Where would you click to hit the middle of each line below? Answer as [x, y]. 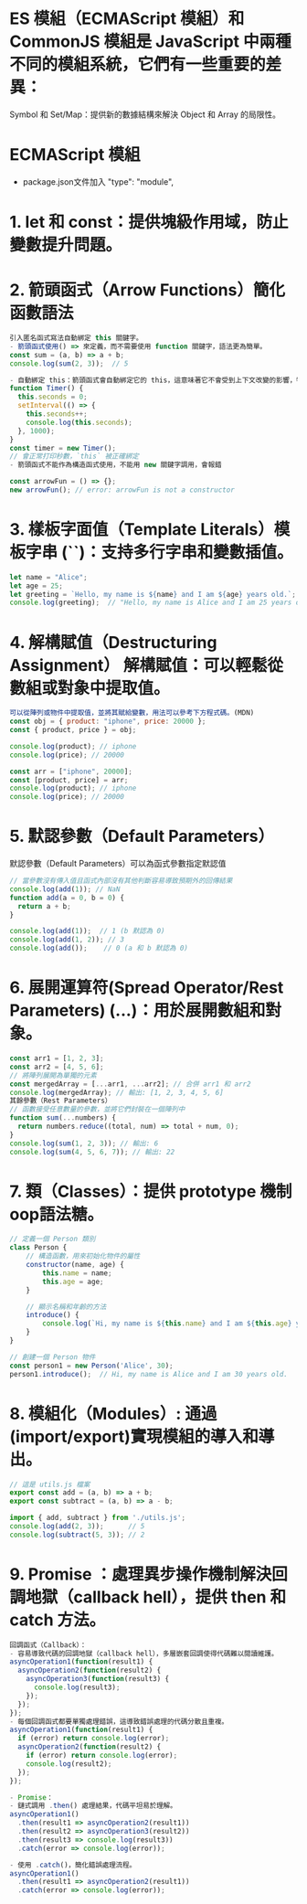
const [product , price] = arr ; [69, 780]
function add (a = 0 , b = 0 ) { [67, 898]
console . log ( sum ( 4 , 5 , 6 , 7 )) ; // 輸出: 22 [92, 1152]
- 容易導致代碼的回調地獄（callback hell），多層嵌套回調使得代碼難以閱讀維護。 [144, 1654]
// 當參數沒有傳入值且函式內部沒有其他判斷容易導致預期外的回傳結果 [121, 881]
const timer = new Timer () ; [63, 448]
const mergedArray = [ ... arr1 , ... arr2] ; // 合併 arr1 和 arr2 [130, 1084]
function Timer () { [47, 388]
